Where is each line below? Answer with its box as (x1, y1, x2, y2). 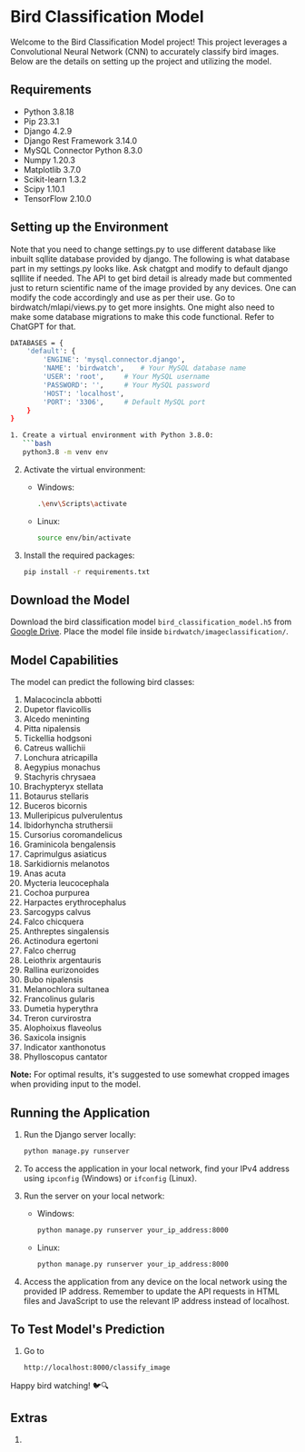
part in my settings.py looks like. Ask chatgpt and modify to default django (10, 263, 289, 273)
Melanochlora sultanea (23, 984, 110, 995)
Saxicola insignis (23, 1032, 87, 1043)
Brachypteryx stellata (23, 781, 103, 792)
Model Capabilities (10, 652, 119, 668)
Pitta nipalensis (23, 723, 81, 734)
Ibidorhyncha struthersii (23, 820, 113, 830)
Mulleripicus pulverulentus (23, 811, 123, 821)
